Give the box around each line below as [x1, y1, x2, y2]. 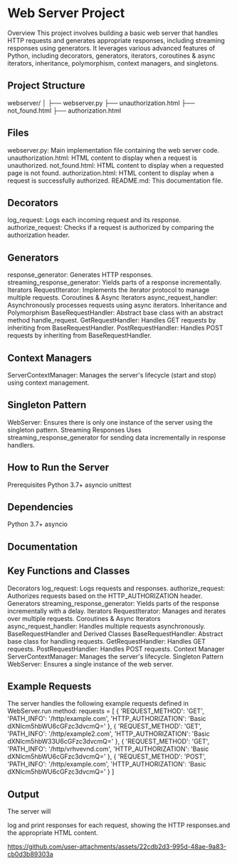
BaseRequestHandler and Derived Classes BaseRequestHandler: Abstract [7, 629, 223, 638]
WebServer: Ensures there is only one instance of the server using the [7, 418, 214, 426]
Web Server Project [7, 5, 125, 21]
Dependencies [7, 501, 73, 513]
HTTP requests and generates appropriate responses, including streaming [7, 36, 226, 44]
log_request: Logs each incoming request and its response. [7, 216, 181, 224]
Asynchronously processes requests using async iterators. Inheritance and [7, 301, 227, 310]
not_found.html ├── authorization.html [7, 106, 122, 115]
